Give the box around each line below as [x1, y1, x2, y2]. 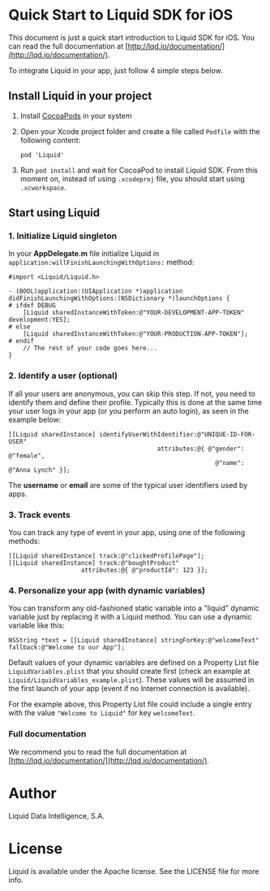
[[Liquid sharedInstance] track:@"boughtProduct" [8, 559, 180, 567]
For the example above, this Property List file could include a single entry [8, 699, 253, 709]
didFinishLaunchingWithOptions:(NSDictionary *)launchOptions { [8, 294, 230, 302]
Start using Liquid [8, 206, 101, 220]
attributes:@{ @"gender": [156, 445, 245, 453]
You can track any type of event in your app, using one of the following [8, 528, 246, 537]
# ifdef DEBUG [8, 302, 57, 310]
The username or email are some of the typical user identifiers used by [8, 480, 248, 489]
